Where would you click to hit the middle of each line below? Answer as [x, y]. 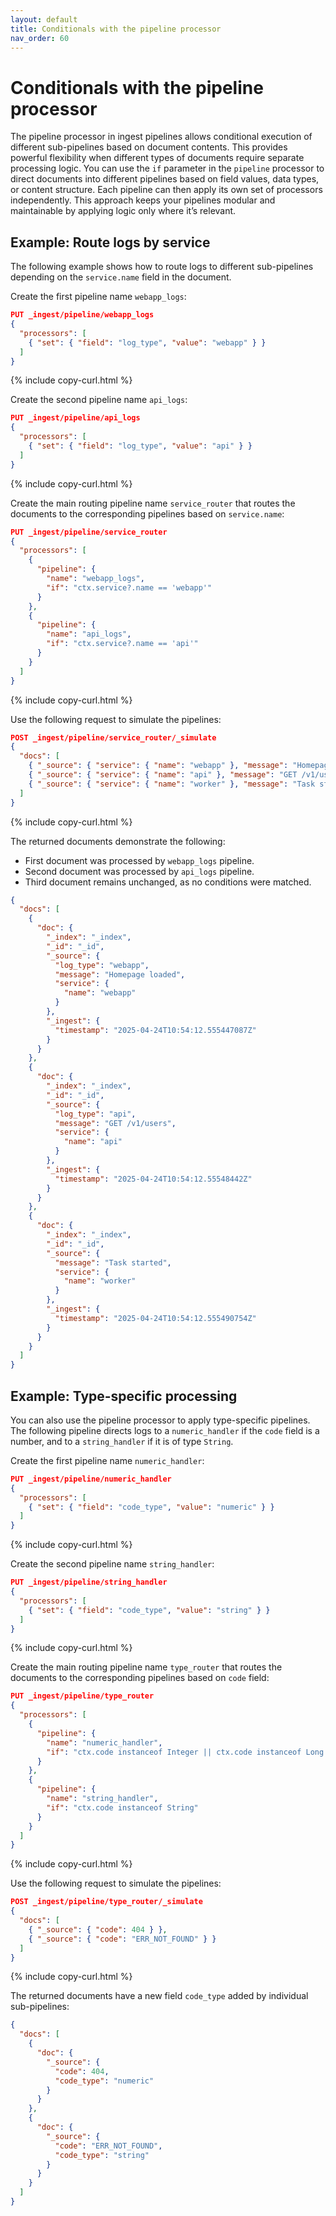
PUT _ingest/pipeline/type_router [82, 1696]
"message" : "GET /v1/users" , [115, 1123]
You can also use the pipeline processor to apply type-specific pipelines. [160, 1420]
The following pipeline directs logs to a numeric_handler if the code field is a [165, 1430]
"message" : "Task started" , [113, 1262]
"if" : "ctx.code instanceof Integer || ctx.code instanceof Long [185, 1752]
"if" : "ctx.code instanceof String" [122, 1807]
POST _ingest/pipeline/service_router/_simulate [113, 737]
